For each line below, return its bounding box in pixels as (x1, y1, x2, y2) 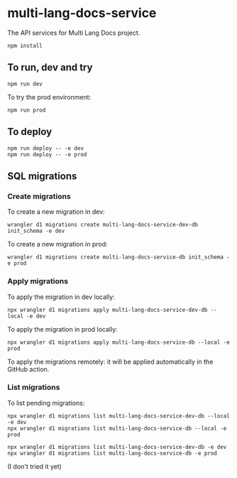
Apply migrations (7, 276, 69, 286)
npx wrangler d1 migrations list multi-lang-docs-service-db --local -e (7, 425, 227, 432)
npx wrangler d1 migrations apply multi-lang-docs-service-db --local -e (7, 339, 231, 346)
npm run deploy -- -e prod (7, 151, 87, 158)
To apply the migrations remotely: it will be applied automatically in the (7, 357, 214, 366)
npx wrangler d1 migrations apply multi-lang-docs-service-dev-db (7, 306, 208, 313)
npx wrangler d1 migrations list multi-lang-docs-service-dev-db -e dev (7, 443, 227, 450)
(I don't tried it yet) (7, 462, 62, 470)
